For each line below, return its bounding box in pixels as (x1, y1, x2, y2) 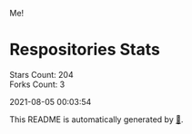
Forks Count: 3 (9, 79, 66, 90)
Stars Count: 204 (9, 69, 75, 80)
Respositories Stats (9, 40, 161, 60)
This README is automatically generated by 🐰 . (9, 113, 184, 125)
